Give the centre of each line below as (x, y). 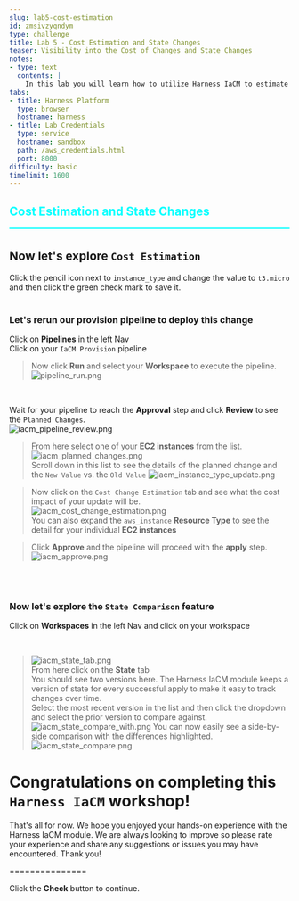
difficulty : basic (43, 167)
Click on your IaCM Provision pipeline (78, 349)
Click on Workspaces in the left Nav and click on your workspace (130, 626)
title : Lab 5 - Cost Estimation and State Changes (105, 42)
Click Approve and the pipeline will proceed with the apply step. (149, 547)
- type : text (33, 68)
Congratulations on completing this (143, 782)
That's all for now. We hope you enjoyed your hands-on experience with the (148, 825)
